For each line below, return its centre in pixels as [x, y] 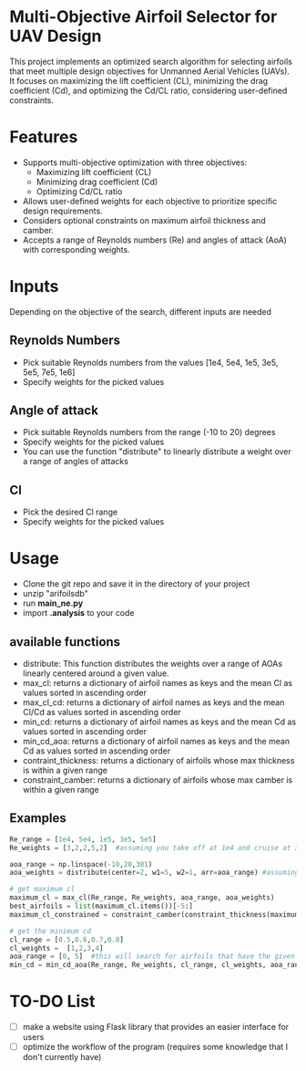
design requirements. [62, 211]
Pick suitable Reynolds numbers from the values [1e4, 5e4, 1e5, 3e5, [150, 362]
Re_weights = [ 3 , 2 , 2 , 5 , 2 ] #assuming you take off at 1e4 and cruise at [150, 847]
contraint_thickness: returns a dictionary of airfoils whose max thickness [158, 760]
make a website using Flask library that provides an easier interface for [156, 1027]
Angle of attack [54, 411]
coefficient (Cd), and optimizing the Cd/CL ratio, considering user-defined [148, 90]
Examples [38, 818]
